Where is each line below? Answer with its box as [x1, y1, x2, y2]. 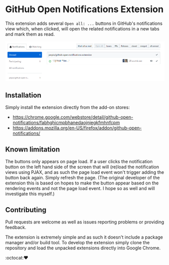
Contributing [5, 205, 47, 214]
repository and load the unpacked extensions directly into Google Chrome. [5, 245, 161, 251]
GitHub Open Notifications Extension [5, 4, 164, 15]
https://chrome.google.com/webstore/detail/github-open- [12, 114, 134, 120]
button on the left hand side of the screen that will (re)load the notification [5, 164, 159, 170]
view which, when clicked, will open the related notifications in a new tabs [5, 25, 159, 31]
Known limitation [5, 145, 60, 154]
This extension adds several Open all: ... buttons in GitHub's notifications [5, 20, 163, 26]
